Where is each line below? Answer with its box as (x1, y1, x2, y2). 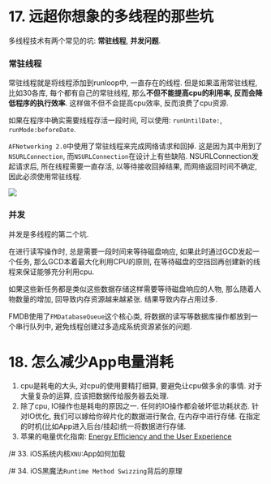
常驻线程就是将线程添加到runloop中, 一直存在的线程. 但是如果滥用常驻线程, (8, 78, 258, 88)
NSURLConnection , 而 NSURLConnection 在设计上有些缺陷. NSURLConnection (8, 152, 252, 161)
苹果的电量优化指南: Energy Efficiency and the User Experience (19, 431, 232, 442)
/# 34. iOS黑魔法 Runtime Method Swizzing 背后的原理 (8, 466, 183, 476)
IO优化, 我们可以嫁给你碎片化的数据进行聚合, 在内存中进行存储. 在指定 (27, 411, 261, 422)
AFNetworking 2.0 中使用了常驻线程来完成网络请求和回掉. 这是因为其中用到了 (8, 141, 263, 151)
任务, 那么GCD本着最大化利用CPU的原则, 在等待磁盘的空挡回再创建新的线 (15, 256, 261, 266)
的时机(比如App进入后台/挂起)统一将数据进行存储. (19, 422, 187, 431)
